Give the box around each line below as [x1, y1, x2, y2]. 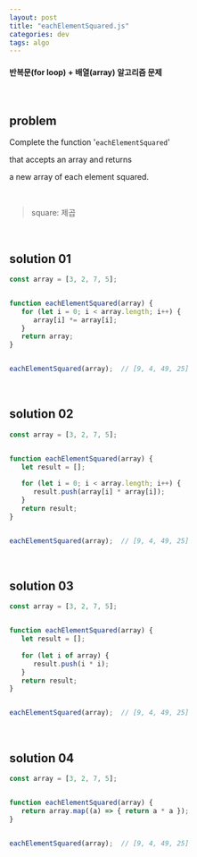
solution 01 [9, 251, 71, 267]
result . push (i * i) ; [32, 659, 110, 668]
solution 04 [9, 751, 75, 766]
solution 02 [9, 406, 74, 421]
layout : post [9, 13, 58, 22]
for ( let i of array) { [21, 650, 110, 660]
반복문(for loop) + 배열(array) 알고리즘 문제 [9, 66, 162, 77]
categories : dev [9, 30, 70, 38]
